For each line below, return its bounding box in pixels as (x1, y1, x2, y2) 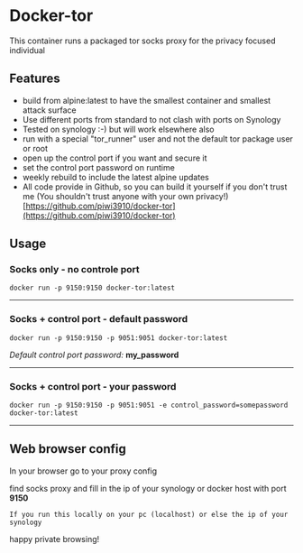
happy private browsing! (9, 533, 100, 544)
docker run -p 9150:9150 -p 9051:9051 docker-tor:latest (9, 333, 228, 343)
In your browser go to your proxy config (9, 465, 158, 476)
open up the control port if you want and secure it (22, 152, 207, 163)
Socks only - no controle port (9, 263, 140, 276)
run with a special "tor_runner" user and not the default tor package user (22, 133, 293, 144)
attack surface (22, 105, 77, 115)
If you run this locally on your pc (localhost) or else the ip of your (9, 510, 289, 519)
